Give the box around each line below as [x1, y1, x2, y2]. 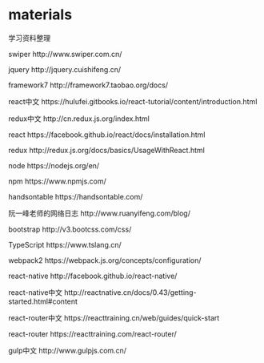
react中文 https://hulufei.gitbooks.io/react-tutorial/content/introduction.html [8, 96, 258, 106]
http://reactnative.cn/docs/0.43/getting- [63, 287, 198, 297]
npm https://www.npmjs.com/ [8, 176, 106, 186]
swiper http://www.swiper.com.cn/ [8, 49, 122, 58]
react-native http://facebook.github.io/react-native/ [8, 271, 178, 280]
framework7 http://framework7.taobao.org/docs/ [8, 80, 169, 90]
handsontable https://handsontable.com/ [8, 192, 143, 201]
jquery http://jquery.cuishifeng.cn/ [8, 64, 122, 74]
